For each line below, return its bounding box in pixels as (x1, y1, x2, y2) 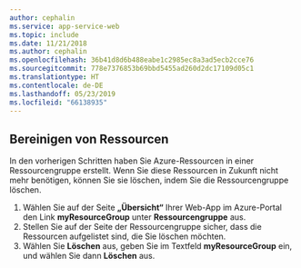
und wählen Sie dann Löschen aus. (22, 251, 156, 262)
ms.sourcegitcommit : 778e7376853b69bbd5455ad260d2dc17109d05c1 (9, 65, 255, 74)
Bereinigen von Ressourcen (9, 131, 169, 146)
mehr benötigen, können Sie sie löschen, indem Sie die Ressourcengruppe (9, 174, 289, 186)
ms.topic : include (9, 30, 79, 39)
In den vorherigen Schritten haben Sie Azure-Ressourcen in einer (9, 155, 255, 166)
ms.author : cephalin (9, 47, 88, 56)
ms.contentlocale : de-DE (9, 81, 104, 90)
